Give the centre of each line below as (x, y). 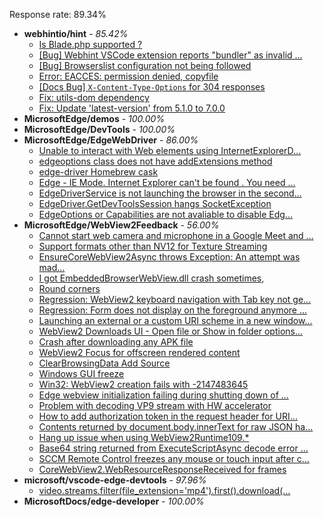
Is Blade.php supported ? (90, 44)
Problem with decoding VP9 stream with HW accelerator (155, 405)
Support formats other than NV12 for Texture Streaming (153, 246)
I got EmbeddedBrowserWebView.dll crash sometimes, (151, 278)
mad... (52, 267)
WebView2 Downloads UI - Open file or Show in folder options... (171, 331)
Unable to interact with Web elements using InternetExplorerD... (170, 150)
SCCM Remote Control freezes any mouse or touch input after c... (174, 458)
